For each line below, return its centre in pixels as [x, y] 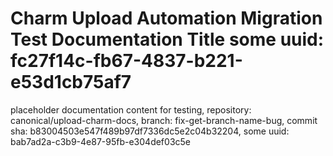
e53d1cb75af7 [71, 82]
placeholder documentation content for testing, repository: [131, 109]
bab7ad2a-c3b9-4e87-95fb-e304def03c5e [100, 141]
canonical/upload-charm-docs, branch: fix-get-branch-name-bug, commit [164, 120]
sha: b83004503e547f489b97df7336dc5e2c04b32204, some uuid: [150, 131]
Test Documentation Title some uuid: [167, 39]
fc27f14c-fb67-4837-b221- [126, 61]
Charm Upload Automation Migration [166, 18]
